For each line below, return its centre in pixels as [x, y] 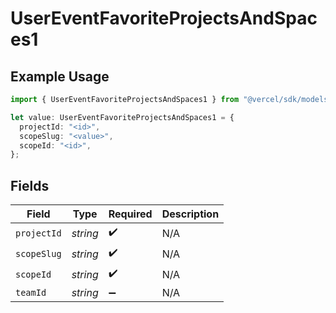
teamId [31, 293]
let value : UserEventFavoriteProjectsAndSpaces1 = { [122, 117]
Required [130, 214]
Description [190, 214]
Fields [30, 185]
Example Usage [60, 76]
